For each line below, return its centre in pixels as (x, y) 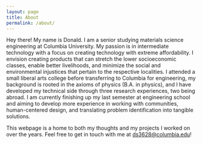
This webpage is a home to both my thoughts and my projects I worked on (98, 128)
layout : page (23, 12)
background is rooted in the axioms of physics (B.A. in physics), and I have (99, 85)
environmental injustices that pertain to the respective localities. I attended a (101, 72)
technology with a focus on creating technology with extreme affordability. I (100, 53)
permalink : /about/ (31, 23)
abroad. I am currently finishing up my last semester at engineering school (98, 97)
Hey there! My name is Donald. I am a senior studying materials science (95, 40)
